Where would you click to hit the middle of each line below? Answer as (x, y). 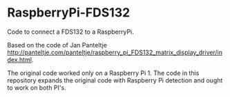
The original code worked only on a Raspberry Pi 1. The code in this (103, 73)
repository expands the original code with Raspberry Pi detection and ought (115, 80)
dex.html (20, 59)
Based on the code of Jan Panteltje (57, 45)
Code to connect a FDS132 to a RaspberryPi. (71, 32)
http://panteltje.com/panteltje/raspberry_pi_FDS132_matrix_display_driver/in (115, 52)
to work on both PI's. (37, 87)
